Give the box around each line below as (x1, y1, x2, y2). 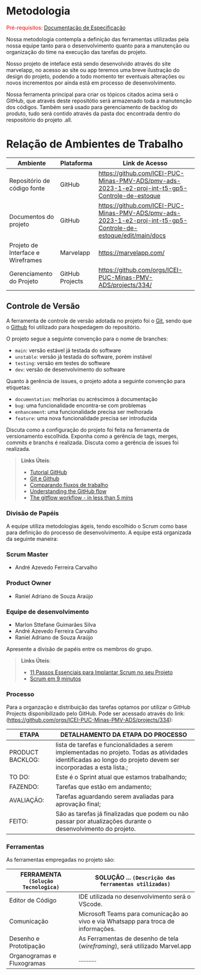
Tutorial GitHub (29, 468, 68, 476)
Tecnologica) (22, 884, 60, 891)
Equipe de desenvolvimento (6, 607, 89, 616)
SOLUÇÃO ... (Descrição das (95, 874, 176, 882)
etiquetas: (6, 384, 31, 391)
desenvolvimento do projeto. (56, 824, 136, 833)
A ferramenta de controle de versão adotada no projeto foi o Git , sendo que (6, 317, 193, 324)
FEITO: (9, 817, 28, 826)
